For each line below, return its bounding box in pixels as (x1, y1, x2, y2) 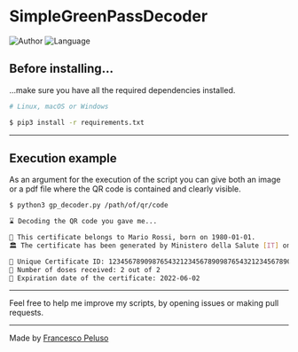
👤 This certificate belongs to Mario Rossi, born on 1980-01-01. (9, 233, 255, 242)
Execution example (9, 151, 117, 166)
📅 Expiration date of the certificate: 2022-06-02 (9, 273, 200, 283)
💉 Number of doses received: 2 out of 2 (9, 265, 161, 274)
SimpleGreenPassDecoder (9, 6, 208, 27)
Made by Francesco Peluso (9, 332, 109, 343)
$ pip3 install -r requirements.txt (9, 118, 145, 127)
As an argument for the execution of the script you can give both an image (9, 175, 281, 185)
